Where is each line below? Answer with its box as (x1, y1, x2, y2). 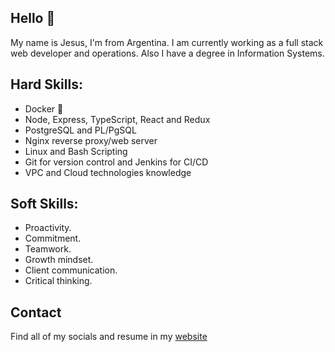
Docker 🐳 (24, 102, 64, 115)
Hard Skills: (10, 76, 83, 93)
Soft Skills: (10, 196, 79, 213)
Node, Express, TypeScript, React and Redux (24, 113, 211, 125)
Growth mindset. (24, 254, 94, 266)
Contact (10, 304, 62, 321)
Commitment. (24, 232, 82, 245)
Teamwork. (24, 243, 72, 255)
